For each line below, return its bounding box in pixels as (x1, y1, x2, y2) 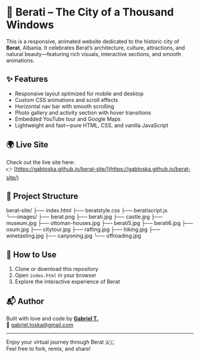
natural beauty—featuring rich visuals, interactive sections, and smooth (6, 50, 182, 57)
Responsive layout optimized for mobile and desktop (14, 89, 144, 97)
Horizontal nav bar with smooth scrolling (14, 103, 114, 110)
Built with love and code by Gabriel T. (6, 315, 99, 322)
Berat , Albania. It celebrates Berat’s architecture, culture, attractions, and (6, 44, 186, 51)
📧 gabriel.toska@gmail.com (6, 322, 74, 328)
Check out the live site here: (6, 158, 75, 166)
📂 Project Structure (6, 191, 79, 201)
